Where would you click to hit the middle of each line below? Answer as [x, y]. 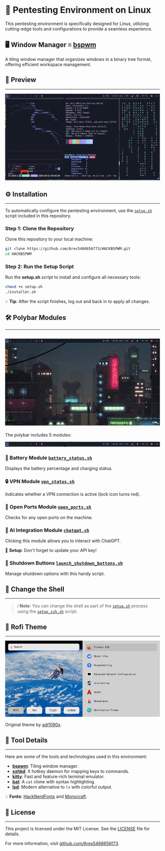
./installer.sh [21, 292]
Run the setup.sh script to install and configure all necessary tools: [73, 277]
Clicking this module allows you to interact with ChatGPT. [63, 541]
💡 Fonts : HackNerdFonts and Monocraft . [46, 796]
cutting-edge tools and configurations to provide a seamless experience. [79, 28]
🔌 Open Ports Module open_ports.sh [48, 507]
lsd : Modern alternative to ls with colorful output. [62, 787]
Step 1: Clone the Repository [40, 228]
